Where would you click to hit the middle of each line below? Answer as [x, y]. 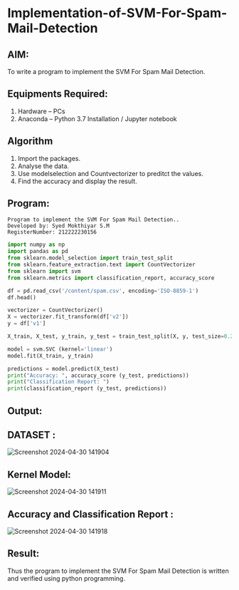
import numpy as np [36, 245]
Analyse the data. [43, 166]
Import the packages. [49, 158]
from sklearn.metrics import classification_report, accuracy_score [111, 278]
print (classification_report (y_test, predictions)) [87, 389]
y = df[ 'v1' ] [27, 324]
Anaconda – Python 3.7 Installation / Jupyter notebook [97, 118]
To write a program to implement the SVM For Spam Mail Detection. [106, 72]
